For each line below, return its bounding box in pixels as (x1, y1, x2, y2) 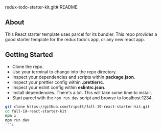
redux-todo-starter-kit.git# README (5, 4, 78, 10)
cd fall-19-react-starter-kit (5, 109, 67, 114)
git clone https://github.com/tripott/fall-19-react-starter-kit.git (5, 104, 150, 109)
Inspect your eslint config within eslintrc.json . (12, 84, 106, 90)
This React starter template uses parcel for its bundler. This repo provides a (5, 31, 158, 37)
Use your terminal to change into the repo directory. (12, 68, 117, 75)
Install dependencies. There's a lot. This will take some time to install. (12, 89, 152, 95)
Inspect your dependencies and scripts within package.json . (12, 74, 136, 80)
